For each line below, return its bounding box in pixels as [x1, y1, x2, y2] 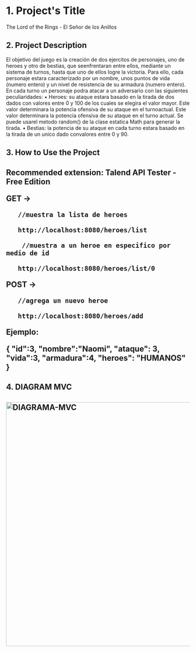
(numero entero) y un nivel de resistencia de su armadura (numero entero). [6, 81, 186, 88]
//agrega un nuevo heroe [17, 296, 108, 305]
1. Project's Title [6, 4, 86, 18]
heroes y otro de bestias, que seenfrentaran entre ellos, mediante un [6, 62, 171, 69]
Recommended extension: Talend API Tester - [6, 167, 177, 177]
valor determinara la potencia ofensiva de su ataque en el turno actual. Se [6, 112, 184, 119]
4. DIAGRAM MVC [6, 382, 72, 392]
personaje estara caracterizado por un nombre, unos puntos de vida [6, 74, 170, 81]
